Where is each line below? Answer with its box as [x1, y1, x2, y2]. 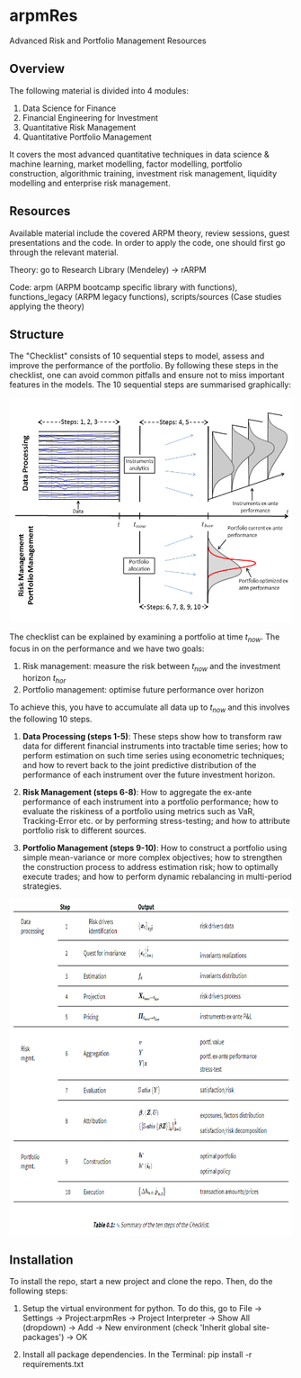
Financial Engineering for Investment [22, 112, 159, 122]
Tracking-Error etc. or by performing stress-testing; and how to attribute [22, 815, 290, 826]
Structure [9, 326, 65, 342]
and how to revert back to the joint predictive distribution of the [22, 759, 257, 770]
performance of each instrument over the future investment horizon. [22, 769, 276, 780]
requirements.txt [22, 1359, 84, 1370]
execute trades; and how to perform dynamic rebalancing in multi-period [22, 871, 292, 882]
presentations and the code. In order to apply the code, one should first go [9, 237, 286, 248]
